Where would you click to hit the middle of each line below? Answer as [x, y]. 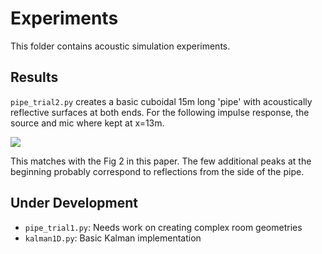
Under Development [74, 203]
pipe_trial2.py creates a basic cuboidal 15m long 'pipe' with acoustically [161, 101]
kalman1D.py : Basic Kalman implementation [113, 238]
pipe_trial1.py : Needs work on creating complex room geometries [163, 227]
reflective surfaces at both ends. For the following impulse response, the [160, 112]
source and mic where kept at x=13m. [87, 123]
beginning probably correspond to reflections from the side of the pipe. [157, 171]
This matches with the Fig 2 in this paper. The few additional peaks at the [161, 161]
